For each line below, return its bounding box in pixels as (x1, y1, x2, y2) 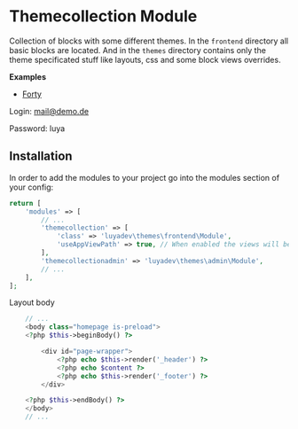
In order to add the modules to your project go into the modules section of (9, 172, 280, 183)
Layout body (9, 297, 55, 308)
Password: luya (9, 122, 66, 134)
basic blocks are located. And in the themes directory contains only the (9, 44, 266, 55)
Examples (9, 71, 47, 82)
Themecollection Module (9, 6, 198, 27)
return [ (9, 199, 42, 207)
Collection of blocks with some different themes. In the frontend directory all (9, 35, 289, 46)
